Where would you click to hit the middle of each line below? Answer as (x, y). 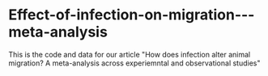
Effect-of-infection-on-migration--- (132, 15)
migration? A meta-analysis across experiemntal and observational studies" (134, 63)
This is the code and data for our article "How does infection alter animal (130, 54)
